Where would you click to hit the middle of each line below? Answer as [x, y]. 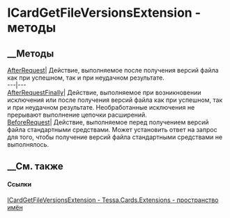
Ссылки [20, 184]
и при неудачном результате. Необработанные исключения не [101, 107]
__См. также [36, 167]
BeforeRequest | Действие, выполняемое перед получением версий [108, 122]
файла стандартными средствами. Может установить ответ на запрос [112, 130]
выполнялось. [28, 144]
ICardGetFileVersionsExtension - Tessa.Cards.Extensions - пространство [113, 200]
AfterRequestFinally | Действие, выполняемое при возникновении [104, 93]
